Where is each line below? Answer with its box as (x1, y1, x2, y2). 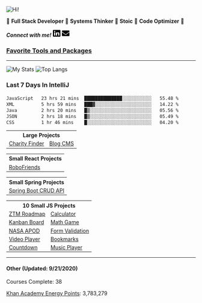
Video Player (8, 235, 40, 243)
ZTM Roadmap (8, 210, 46, 217)
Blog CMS (49, 140, 74, 147)
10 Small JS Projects (22, 202, 76, 209)
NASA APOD (8, 227, 40, 234)
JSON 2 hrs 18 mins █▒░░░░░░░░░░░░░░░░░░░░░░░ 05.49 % (6, 113, 179, 119)
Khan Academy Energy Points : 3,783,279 (6, 290, 108, 297)
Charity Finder (8, 140, 44, 147)
